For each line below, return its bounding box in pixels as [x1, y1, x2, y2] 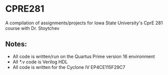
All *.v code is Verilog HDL [12, 59, 68, 65]
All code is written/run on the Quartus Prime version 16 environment [12, 53, 155, 59]
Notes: [5, 40, 27, 49]
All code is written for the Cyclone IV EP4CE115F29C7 [12, 64, 126, 70]
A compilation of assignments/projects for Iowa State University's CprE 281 [5, 20, 163, 26]
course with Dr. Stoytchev [5, 25, 60, 31]
